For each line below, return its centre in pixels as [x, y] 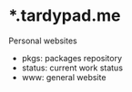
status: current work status [72, 68]
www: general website [64, 77]
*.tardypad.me [65, 16]
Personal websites [43, 41]
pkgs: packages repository [72, 58]
